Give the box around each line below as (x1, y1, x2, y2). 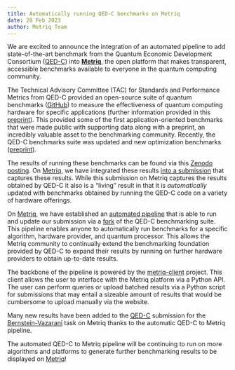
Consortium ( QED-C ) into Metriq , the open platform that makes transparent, (7, 57, 227, 66)
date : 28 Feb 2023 (7, 17, 61, 24)
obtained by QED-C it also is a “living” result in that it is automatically (7, 181, 207, 190)
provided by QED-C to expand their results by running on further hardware (7, 247, 223, 256)
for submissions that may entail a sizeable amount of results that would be (7, 290, 222, 299)
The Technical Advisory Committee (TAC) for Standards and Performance (7, 85, 220, 95)
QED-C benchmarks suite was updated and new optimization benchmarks (7, 138, 222, 146)
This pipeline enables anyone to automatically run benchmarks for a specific (7, 225, 228, 233)
